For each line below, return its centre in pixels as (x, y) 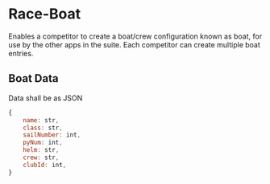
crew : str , (41, 157)
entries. (21, 53)
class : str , (43, 128)
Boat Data (33, 78)
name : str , (41, 120)
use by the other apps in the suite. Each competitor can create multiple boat (134, 44)
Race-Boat (45, 14)
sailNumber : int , (52, 135)
